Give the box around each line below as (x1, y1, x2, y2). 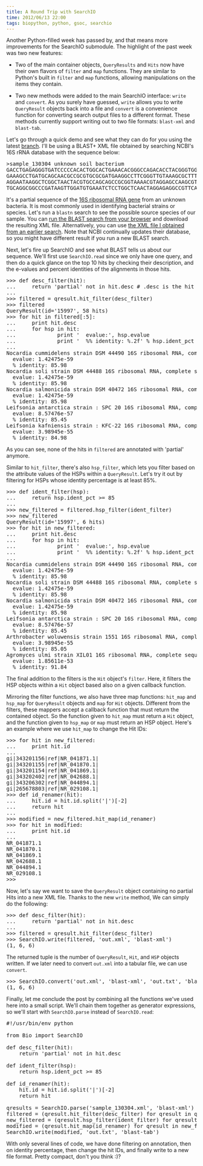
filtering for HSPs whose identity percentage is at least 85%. (6, 477, 157, 484)
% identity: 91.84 (12, 664, 68, 671)
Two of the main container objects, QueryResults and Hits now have (14, 61, 184, 68)
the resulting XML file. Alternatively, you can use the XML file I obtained (6, 222, 185, 229)
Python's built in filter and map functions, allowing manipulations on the (14, 74, 196, 82)
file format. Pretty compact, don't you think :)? (6, 1153, 121, 1161)
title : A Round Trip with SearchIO (6, 8, 96, 15)
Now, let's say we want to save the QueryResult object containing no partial (6, 887, 193, 895)
